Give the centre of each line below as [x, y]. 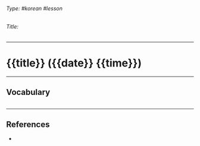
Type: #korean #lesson [34, 8]
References [28, 124]
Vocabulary [28, 92]
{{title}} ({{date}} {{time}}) [74, 63]
